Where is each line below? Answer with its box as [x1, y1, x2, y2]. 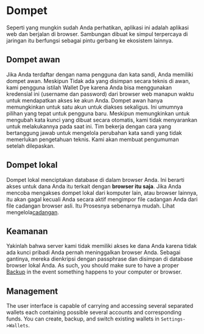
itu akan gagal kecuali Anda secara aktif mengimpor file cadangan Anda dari [6, 195, 198, 203]
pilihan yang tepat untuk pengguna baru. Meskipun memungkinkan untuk [6, 109, 190, 117]
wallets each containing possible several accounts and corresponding [6, 309, 181, 316]
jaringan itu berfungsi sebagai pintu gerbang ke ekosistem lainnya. [6, 37, 174, 44]
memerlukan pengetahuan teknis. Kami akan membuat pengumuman [6, 136, 180, 143]
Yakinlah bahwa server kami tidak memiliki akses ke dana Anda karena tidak [6, 242, 197, 250]
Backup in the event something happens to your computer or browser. [6, 268, 183, 275]
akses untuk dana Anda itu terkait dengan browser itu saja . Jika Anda [6, 183, 181, 190]
